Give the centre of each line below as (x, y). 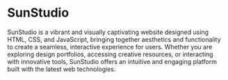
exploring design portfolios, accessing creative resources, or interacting (110, 54)
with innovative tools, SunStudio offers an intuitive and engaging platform (112, 61)
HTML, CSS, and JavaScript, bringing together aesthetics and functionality (114, 39)
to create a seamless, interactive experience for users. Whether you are (110, 47)
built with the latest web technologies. (62, 69)
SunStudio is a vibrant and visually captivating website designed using (108, 32)
